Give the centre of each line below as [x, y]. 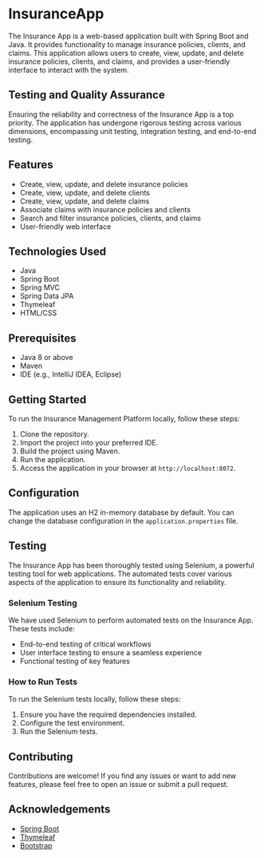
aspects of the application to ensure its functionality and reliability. [117, 582]
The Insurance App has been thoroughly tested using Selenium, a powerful [132, 565]
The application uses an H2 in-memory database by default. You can [121, 512]
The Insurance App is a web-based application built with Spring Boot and [128, 36]
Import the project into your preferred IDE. [89, 443]
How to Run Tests [43, 682]
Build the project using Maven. [70, 451]
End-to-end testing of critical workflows [85, 644]
